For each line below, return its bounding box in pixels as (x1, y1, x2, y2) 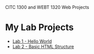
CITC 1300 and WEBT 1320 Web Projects (5, 4, 89, 10)
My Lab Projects (5, 22, 74, 33)
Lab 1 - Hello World (12, 38, 52, 44)
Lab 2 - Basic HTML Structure (12, 43, 74, 49)
